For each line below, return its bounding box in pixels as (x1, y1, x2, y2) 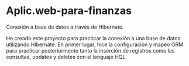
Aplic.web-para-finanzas (6, 4, 132, 18)
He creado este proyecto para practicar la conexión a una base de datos (6, 34, 181, 41)
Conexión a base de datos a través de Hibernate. (6, 23, 124, 30)
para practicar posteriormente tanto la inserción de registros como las (6, 47, 175, 54)
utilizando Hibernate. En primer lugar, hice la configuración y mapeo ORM (6, 41, 184, 48)
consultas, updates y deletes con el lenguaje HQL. (6, 53, 128, 60)
